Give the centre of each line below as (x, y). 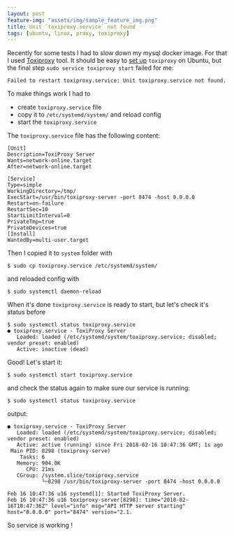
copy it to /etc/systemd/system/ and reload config (89, 115)
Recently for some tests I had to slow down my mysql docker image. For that (117, 53)
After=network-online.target (50, 167)
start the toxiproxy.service (57, 122)
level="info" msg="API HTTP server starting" (119, 506)
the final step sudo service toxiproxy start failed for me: (91, 68)
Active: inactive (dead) (53, 349)
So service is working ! (40, 526)
